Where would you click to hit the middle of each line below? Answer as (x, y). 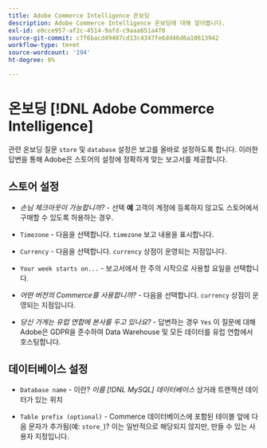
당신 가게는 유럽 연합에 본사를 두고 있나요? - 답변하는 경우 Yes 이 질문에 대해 (138, 321)
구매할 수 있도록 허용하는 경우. (67, 217)
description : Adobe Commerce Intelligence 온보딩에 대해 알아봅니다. (117, 23)
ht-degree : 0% (32, 60)
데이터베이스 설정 (48, 370)
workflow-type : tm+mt (44, 45)
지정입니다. (52, 436)
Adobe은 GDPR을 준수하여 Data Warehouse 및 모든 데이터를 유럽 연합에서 (136, 332)
